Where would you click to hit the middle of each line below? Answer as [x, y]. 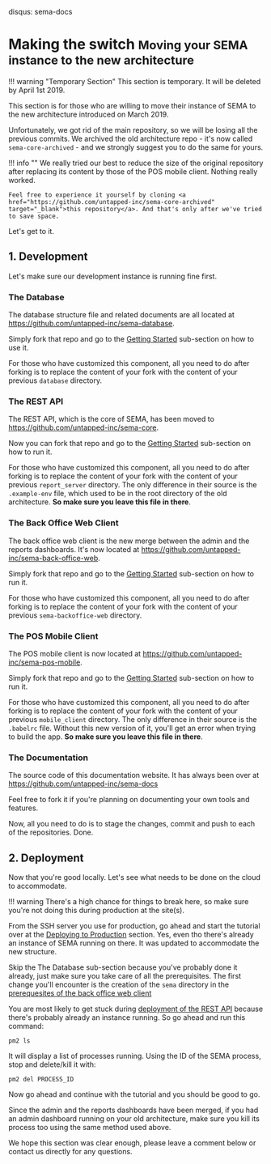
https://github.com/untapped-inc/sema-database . [92, 324]
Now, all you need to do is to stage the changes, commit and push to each [132, 824]
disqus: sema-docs [40, 12]
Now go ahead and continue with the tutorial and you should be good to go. [134, 1094]
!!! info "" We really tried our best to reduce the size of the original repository [136, 163]
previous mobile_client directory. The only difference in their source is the [133, 719]
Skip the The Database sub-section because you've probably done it [123, 967]
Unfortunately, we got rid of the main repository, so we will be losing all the [133, 130]
